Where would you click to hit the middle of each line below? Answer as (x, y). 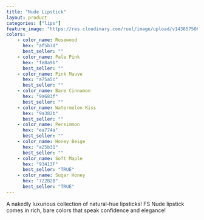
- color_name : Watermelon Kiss (57, 108)
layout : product (27, 18)
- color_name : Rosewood (47, 40)
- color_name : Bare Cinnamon (54, 91)
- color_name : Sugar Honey (51, 175)
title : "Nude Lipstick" (36, 12)
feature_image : (25, 29)
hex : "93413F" (40, 164)
